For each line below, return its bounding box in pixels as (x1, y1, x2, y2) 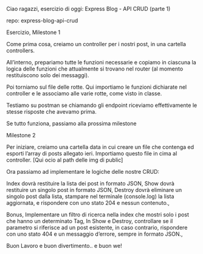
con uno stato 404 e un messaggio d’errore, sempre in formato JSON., (6, 230, 184, 238)
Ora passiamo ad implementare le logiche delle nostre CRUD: (6, 168, 160, 175)
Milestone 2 (6, 132, 36, 139)
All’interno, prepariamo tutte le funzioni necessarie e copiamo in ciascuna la (6, 59, 196, 66)
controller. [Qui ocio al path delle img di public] (6, 156, 123, 163)
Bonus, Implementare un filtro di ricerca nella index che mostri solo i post (6, 211, 190, 218)
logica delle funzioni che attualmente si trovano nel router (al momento (6, 65, 184, 72)
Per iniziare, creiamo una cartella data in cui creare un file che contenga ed (6, 143, 194, 151)
